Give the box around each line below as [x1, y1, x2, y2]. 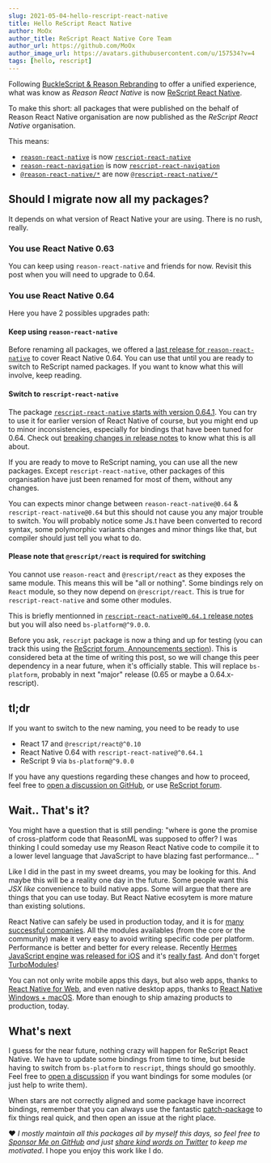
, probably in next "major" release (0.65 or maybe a [37, 669, 209, 679]
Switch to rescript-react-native [8, 389, 119, 399]
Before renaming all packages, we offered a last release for [8, 345, 205, 354]
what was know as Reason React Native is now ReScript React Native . [8, 87, 243, 97]
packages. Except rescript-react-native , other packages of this [8, 466, 225, 476]
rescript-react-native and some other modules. [8, 595, 172, 605]
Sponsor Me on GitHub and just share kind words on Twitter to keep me [8, 1137, 248, 1147]
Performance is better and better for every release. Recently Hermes [8, 942, 237, 952]
